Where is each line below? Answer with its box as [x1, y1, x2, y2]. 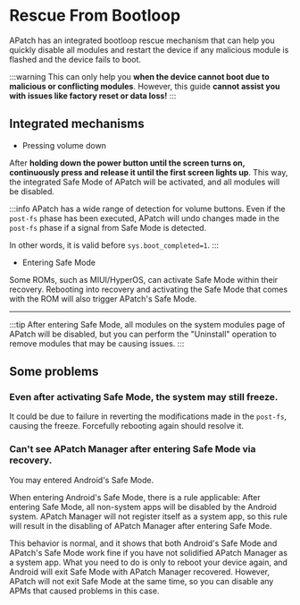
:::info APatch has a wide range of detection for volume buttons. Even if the [9, 203, 286, 214]
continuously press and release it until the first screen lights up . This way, [9, 166, 288, 177]
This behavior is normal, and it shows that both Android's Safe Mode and [9, 538, 278, 549]
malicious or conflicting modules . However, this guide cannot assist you [9, 81, 280, 91]
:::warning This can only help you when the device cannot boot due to [9, 71, 270, 81]
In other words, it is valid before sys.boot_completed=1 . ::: [9, 239, 220, 251]
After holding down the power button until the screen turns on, [9, 158, 246, 168]
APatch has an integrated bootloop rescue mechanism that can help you [9, 35, 275, 46]
